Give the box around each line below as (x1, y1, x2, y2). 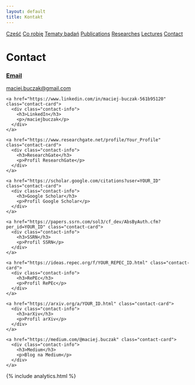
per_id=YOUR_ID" (6, 224, 46, 230)
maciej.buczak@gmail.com (6, 84, 71, 91)
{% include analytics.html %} (6, 372, 76, 379)
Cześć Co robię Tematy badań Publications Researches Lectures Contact (6, 30, 183, 37)
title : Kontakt (6, 14, 43, 20)
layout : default (6, 8, 46, 15)
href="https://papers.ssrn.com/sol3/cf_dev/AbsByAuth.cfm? (13, 219, 161, 225)
